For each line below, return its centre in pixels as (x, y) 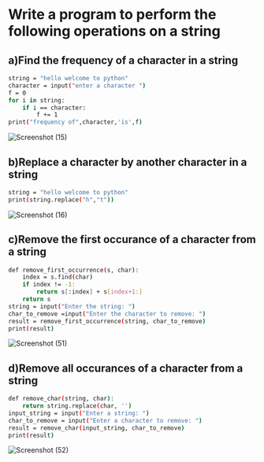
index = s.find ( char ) (58, 277)
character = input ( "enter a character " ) (77, 85)
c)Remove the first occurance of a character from (132, 240)
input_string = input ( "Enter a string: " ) (79, 413)
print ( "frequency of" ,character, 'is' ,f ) (76, 122)
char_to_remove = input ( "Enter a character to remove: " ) (105, 420)
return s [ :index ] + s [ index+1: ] (90, 292)
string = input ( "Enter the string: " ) (72, 306)
